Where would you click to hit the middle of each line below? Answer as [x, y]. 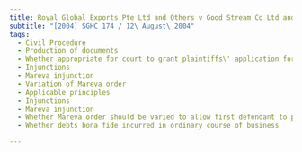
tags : [19, 34]
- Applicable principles [64, 92]
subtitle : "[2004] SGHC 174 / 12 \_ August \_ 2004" [102, 26]
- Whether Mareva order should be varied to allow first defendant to [152, 117]
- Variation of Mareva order [72, 84]
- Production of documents [68, 51]
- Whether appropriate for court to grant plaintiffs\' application [148, 59]
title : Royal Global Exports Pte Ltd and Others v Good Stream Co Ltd [144, 17]
